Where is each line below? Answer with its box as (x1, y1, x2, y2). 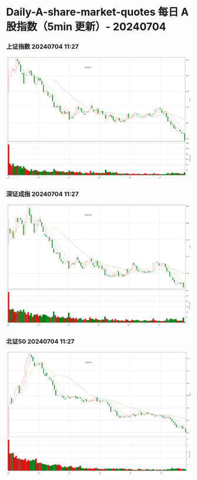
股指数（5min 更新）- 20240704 (6, 20, 166, 34)
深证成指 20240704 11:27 (6, 189, 79, 198)
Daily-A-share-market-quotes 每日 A (6, 5, 189, 19)
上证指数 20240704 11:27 (6, 42, 79, 51)
